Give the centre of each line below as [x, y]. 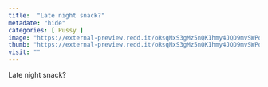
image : [19, 38]
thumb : [19, 45]
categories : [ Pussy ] [46, 30]
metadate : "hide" [37, 23]
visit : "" [25, 52]
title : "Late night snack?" [57, 15]
